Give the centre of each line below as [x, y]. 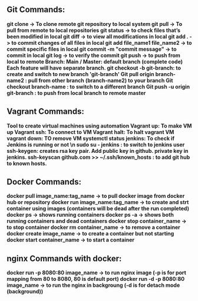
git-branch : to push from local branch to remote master [76, 93]
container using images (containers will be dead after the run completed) [98, 208]
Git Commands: [36, 10]
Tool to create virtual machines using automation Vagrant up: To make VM [99, 126]
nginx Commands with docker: [64, 258]
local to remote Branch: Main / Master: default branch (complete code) [95, 61]
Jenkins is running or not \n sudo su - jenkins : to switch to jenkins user [96, 145]
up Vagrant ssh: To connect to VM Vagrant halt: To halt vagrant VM [90, 132]
